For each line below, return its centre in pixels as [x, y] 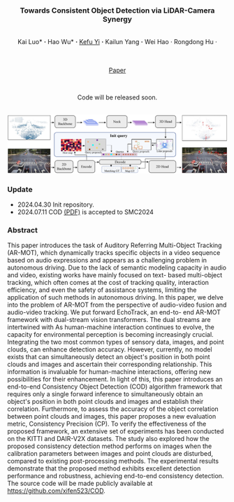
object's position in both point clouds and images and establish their [105, 402]
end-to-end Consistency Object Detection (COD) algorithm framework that [115, 386]
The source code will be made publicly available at [80, 483]
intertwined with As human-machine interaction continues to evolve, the [111, 327]
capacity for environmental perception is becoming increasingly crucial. [111, 335]
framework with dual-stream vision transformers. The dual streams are [109, 320]
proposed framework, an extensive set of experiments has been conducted [116, 431]
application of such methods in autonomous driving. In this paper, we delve [115, 298]
